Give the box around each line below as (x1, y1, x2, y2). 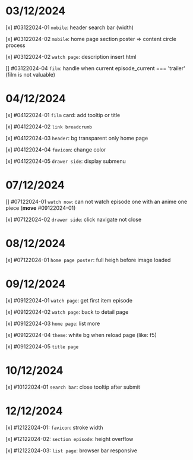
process (5, 42, 26, 49)
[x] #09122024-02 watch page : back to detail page (5, 308, 129, 316)
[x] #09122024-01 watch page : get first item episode (5, 297, 133, 304)
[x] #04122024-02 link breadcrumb (5, 123, 93, 130)
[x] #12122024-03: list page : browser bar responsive (5, 447, 138, 454)
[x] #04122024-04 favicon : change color (5, 146, 106, 153)
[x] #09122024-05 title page (5, 343, 79, 350)
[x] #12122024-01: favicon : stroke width (5, 424, 103, 431)
